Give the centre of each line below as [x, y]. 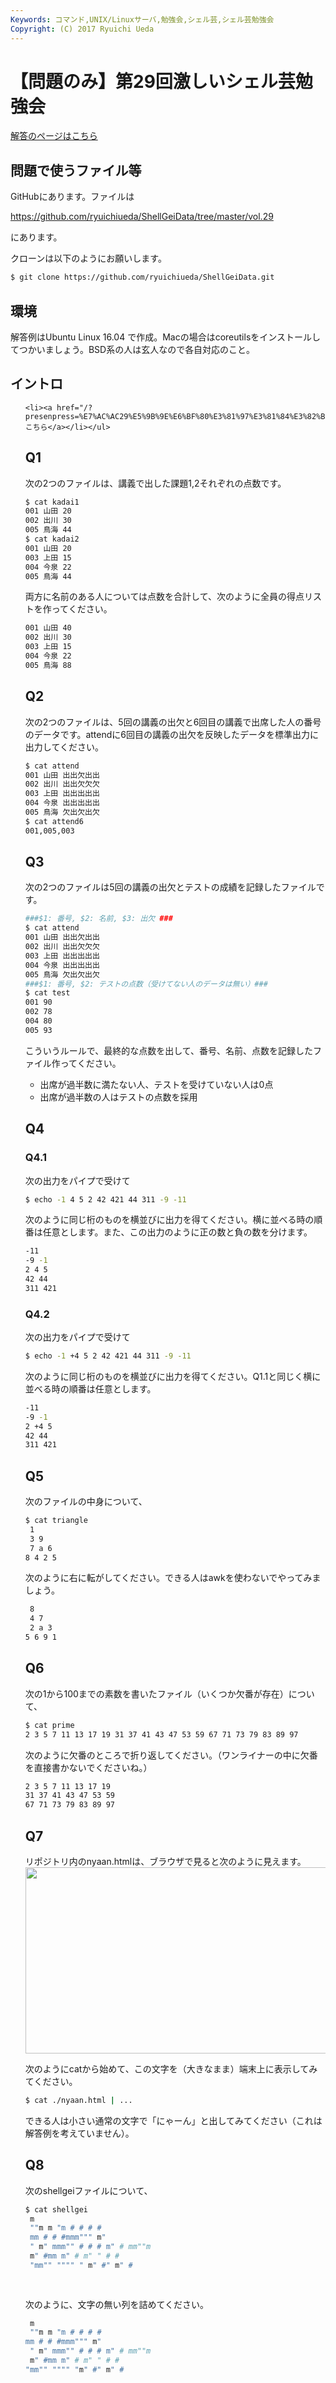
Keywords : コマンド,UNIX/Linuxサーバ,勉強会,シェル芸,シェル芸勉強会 [142, 19]
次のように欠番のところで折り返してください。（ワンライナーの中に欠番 [171, 1755]
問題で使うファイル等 [76, 170]
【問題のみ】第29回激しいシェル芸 [153, 81]
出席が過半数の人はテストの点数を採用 [118, 1097]
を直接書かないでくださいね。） [88, 1767]
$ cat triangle [56, 1521]
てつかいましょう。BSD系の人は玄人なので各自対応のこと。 [133, 349]
